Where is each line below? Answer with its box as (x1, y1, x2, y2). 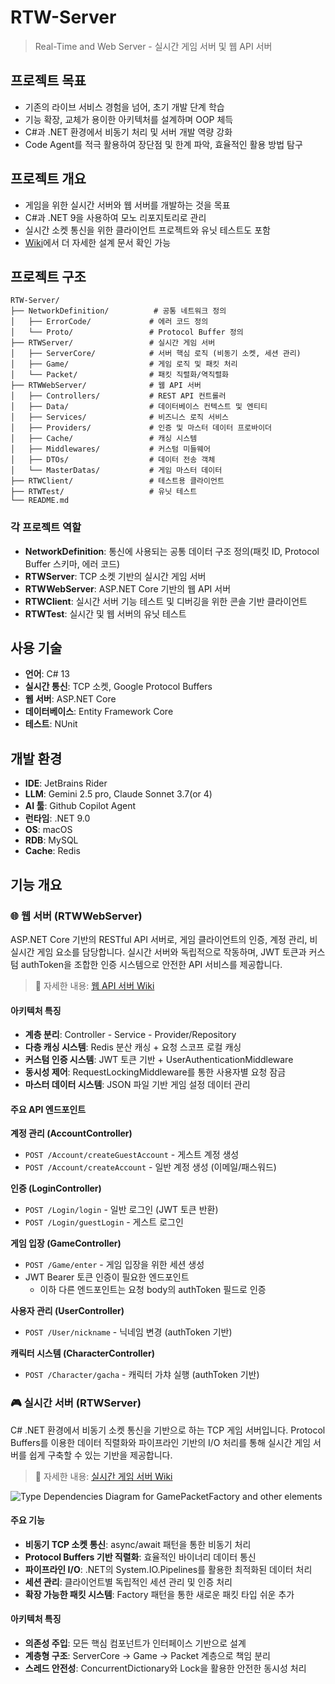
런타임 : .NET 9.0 (24, 812, 91, 825)
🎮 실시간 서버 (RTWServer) (10, 1396, 142, 1410)
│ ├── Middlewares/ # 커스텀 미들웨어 (10, 444, 211, 455)
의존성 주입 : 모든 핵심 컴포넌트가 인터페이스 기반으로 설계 (24, 1637, 247, 1650)
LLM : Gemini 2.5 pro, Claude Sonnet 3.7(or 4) (24, 788, 213, 800)
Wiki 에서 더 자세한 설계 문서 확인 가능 (24, 236, 172, 248)
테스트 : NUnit (24, 718, 78, 730)
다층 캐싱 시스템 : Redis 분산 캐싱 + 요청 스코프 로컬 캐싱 (24, 1041, 242, 1053)
